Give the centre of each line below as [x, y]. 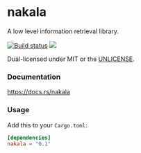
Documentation [34, 77]
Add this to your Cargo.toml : [48, 125]
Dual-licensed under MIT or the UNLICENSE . [71, 59]
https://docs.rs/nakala [39, 92]
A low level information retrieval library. [63, 31]
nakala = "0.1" [29, 144]
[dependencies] [29, 138]
